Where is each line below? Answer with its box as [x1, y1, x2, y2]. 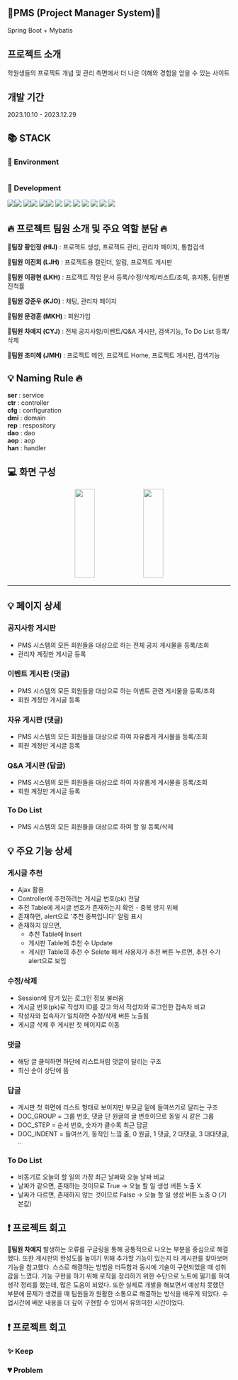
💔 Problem [7, 1365, 44, 1375]
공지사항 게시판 [7, 623, 57, 633]
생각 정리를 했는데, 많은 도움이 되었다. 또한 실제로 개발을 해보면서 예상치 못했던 [7, 1281, 225, 1289]
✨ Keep [7, 1346, 34, 1356]
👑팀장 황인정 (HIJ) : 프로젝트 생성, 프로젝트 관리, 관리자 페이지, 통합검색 [7, 243, 205, 251]
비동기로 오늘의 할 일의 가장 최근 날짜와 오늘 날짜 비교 [17, 1173, 165, 1181]
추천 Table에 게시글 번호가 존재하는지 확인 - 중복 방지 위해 [17, 903, 178, 912]
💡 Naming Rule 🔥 [7, 372, 83, 384]
